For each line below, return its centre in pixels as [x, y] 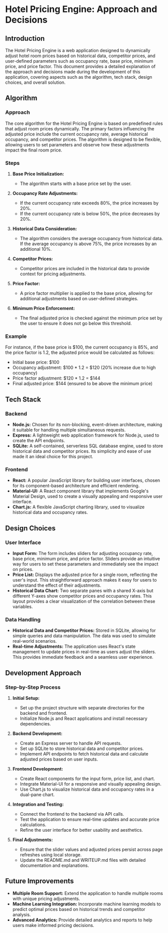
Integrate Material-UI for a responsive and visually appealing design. [91, 784]
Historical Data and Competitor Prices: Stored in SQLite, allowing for [84, 631]
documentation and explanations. [54, 865]
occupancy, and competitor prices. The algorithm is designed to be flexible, [83, 139]
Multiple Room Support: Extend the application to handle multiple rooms [88, 893]
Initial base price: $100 [36, 362]
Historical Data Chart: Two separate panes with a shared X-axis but [83, 591]
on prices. [23, 569]
